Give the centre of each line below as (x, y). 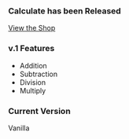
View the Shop (32, 28)
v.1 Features (31, 49)
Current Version (39, 111)
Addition (33, 65)
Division (32, 82)
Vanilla (19, 128)
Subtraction (38, 74)
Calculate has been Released (65, 11)
